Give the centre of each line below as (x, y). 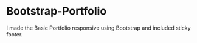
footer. (15, 34)
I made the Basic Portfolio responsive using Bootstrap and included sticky (98, 28)
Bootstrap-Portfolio (57, 11)
